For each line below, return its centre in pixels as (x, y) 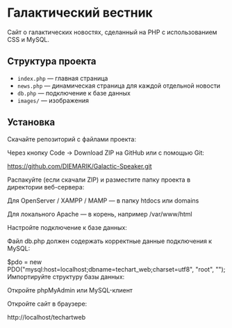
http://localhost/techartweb (46, 317)
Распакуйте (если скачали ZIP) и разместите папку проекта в (99, 180)
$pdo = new (25, 262)
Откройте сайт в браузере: (47, 304)
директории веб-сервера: (46, 187)
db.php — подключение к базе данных (74, 93)
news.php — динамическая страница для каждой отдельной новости (119, 86)
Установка (31, 122)
